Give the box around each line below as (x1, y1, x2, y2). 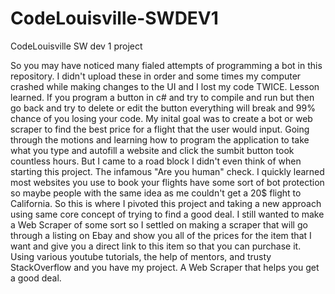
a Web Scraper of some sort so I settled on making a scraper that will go (10, 218, 308, 231)
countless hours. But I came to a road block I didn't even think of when (10, 155, 302, 167)
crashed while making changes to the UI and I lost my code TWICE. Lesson (10, 80, 320, 92)
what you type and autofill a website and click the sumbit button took (10, 144, 295, 156)
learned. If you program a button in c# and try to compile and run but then (10, 91, 315, 103)
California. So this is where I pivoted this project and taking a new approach (10, 197, 322, 209)
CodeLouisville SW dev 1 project (10, 40, 143, 52)
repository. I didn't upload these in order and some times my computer (10, 70, 302, 82)
